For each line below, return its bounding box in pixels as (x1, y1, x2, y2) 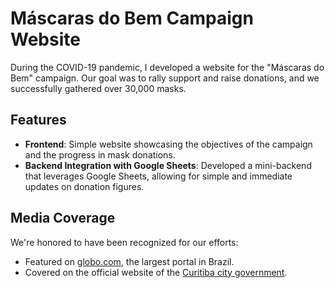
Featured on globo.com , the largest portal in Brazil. (24, 255, 235, 267)
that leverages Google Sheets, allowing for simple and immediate (24, 170, 293, 182)
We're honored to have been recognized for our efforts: (10, 236, 239, 248)
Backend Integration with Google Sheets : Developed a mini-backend (24, 159, 312, 171)
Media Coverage (10, 210, 116, 227)
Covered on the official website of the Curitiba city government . (24, 266, 288, 278)
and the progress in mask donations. (24, 148, 176, 161)
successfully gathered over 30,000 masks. (10, 82, 187, 94)
